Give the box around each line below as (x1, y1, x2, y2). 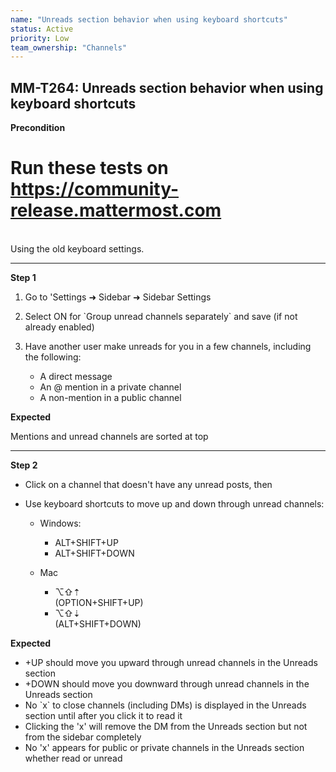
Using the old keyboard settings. (10, 243, 145, 255)
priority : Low (10, 33, 70, 43)
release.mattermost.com (10, 199, 222, 222)
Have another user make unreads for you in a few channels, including (24, 341, 312, 352)
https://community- (10, 178, 179, 201)
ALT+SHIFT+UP (54, 537, 119, 548)
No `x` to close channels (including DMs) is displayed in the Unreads (24, 699, 307, 711)
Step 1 (10, 272, 37, 283)
